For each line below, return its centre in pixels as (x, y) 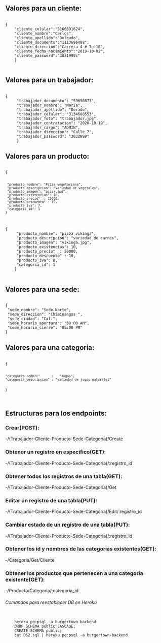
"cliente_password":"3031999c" (47, 55)
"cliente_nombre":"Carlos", (44, 33)
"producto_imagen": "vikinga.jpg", (54, 243)
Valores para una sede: (42, 289)
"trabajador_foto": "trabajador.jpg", (57, 118)
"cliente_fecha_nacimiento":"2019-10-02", (60, 51)
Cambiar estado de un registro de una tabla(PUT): (68, 525)
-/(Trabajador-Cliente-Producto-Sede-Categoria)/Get (61, 487)
